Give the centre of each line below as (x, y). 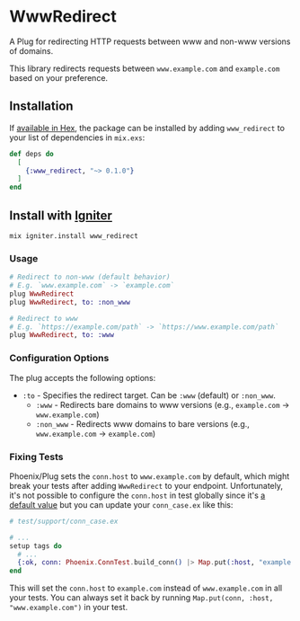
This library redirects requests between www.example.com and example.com (145, 68)
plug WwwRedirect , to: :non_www (70, 302)
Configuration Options (59, 359)
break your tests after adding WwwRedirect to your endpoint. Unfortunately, (146, 485)
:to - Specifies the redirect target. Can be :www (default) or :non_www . (149, 395)
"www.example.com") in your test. (69, 608)
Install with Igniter (61, 215)
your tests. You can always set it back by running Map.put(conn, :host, (141, 598)
